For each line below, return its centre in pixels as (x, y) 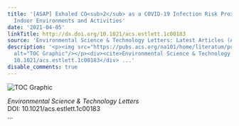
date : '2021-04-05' (36, 27)
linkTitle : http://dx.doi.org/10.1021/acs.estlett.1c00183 (97, 34)
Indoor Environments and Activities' (70, 21)
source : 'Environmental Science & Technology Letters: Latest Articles (116, 41)
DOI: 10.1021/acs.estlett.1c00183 (54, 108)
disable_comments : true (43, 67)
